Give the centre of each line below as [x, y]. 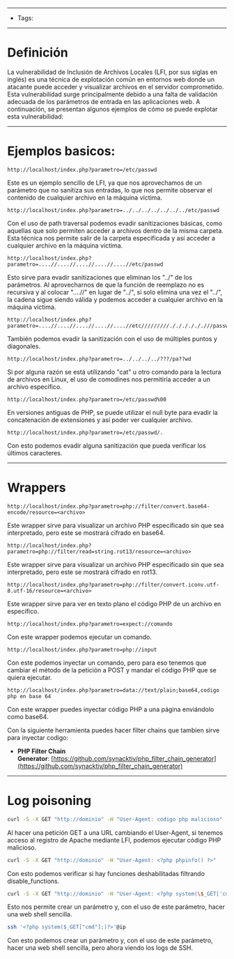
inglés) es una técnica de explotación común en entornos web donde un [111, 79]
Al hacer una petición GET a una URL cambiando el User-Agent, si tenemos [115, 832]
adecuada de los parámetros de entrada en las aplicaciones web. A [104, 101]
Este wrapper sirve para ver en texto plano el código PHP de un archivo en [114, 603]
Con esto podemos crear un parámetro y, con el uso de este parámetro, [110, 941]
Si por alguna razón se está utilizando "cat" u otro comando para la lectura [114, 372]
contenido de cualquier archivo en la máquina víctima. [85, 197]
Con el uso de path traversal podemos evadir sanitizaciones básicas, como [115, 223]
